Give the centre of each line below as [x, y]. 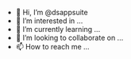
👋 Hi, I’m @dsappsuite [52, 12]
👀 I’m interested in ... [49, 21]
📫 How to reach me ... [52, 47]
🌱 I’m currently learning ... [58, 29]
